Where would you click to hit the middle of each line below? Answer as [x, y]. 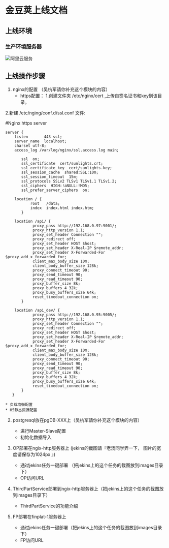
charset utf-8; [30, 145]
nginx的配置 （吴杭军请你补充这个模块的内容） [61, 89]
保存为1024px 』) [39, 454]
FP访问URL [32, 540]
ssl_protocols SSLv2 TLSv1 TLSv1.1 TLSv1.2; [69, 181]
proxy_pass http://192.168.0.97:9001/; [74, 226]
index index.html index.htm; [62, 208]
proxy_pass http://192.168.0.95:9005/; [74, 315]
